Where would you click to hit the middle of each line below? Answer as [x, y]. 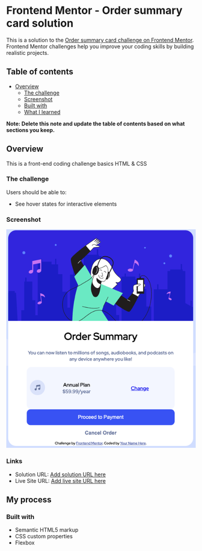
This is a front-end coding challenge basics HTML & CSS [77, 163]
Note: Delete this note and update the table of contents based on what [96, 124]
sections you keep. [31, 130]
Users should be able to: [37, 192]
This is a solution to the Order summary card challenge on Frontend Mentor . [100, 40]
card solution [40, 23]
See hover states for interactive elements [66, 204]
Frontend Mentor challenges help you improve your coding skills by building [100, 46]
